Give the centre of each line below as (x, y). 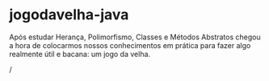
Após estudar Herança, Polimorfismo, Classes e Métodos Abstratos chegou (135, 37)
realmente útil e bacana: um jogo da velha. (80, 54)
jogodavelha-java (69, 15)
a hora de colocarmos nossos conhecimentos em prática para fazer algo (130, 45)
